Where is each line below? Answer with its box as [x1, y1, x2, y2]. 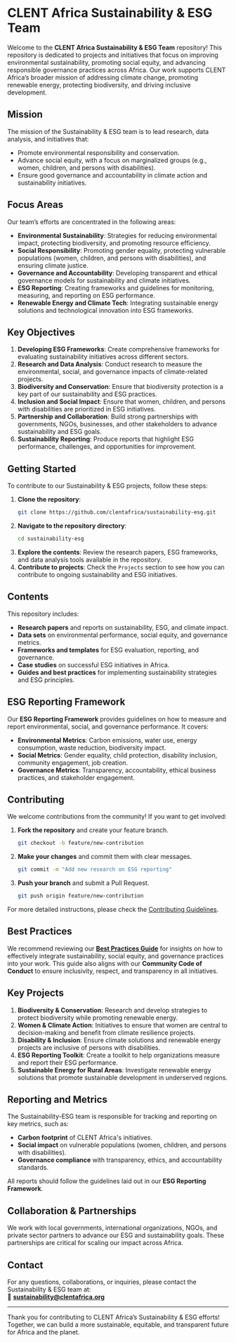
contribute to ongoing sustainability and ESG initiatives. [17, 570, 178, 578]
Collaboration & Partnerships [7, 1205, 137, 1217]
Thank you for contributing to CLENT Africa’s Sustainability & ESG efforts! [7, 1313, 220, 1322]
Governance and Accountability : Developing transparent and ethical [17, 268, 218, 277]
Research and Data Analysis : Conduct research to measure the [17, 360, 202, 369]
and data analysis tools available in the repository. [17, 555, 162, 564]
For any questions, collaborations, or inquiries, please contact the [7, 1277, 197, 1287]
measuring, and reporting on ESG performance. [17, 291, 156, 299]
